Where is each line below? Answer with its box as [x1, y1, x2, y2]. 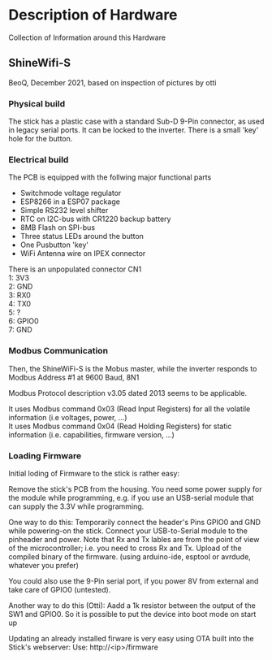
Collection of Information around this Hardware [8, 33, 166, 42]
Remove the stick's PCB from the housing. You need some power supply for [8, 484, 262, 493]
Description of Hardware [8, 6, 178, 24]
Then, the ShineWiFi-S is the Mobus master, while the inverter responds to [8, 363, 257, 373]
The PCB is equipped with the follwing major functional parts [8, 172, 212, 182]
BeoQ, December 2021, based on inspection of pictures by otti [8, 77, 217, 87]
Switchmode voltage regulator [19, 189, 122, 198]
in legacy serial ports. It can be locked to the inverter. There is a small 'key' [8, 125, 259, 135]
